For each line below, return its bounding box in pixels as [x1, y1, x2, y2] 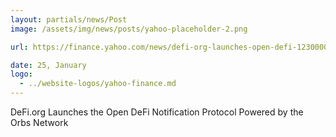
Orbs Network [10, 117, 69, 128]
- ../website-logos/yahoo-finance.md [19, 79, 177, 89]
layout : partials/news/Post [10, 14, 128, 25]
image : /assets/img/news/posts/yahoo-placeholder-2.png [10, 24, 248, 34]
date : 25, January [10, 60, 87, 70]
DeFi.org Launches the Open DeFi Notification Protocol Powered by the [10, 106, 304, 118]
